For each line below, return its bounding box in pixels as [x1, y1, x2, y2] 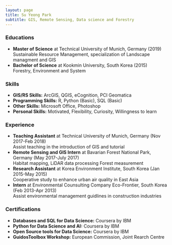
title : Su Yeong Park [5, 12, 52, 17]
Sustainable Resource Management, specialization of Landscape [12, 51, 150, 57]
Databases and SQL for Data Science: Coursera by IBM [12, 217, 131, 223]
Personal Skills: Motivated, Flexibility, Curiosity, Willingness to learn [12, 108, 157, 115]
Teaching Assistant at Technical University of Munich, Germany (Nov [12, 133, 161, 139]
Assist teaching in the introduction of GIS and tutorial [12, 144, 125, 150]
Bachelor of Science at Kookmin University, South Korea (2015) [12, 62, 148, 68]
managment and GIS [12, 56, 56, 63]
